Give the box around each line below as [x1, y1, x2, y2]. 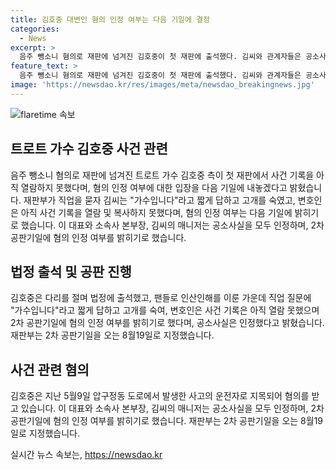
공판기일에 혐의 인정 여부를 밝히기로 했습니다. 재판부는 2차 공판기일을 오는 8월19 [10, 415, 324, 427]
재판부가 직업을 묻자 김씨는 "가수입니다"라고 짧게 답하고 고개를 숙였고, [23, 194, 296, 206]
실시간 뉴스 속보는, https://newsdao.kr [10, 449, 163, 461]
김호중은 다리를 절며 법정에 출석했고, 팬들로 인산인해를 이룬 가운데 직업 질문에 [10, 292, 312, 304]
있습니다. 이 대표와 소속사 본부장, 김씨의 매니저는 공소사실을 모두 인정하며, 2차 [20, 402, 325, 415]
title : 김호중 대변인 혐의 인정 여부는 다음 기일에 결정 [10, 14, 211, 25]
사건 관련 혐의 [10, 361, 90, 378]
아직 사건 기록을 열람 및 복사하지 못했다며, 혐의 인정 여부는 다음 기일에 [20, 206, 293, 218]
